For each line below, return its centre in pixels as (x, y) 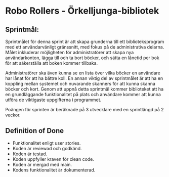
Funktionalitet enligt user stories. (47, 143)
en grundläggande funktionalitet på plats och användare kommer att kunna (83, 94)
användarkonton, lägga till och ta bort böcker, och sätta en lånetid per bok (82, 58)
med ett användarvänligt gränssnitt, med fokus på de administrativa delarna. (85, 47)
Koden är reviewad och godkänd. (47, 148)
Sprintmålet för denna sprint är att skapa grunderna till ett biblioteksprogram (85, 41)
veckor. (13, 115)
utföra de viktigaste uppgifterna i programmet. (53, 100)
